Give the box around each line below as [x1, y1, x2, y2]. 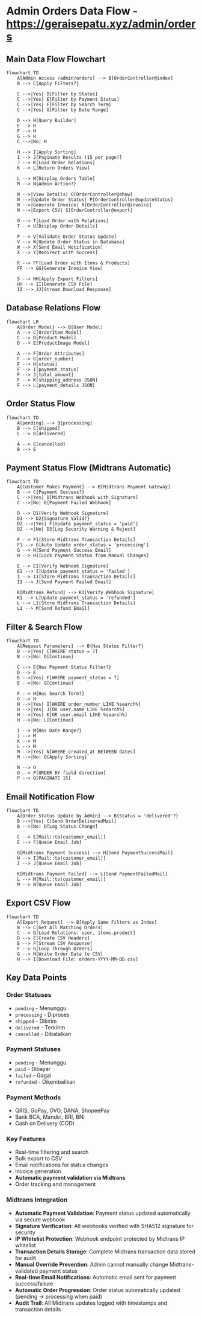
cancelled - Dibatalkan [14, 1030, 72, 1037]
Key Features [6, 1135, 46, 1144]
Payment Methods [6, 1093, 61, 1101]
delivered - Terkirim [14, 1023, 66, 1031]
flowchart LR [6, 319, 39, 325]
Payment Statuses [6, 1045, 61, 1054]
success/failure [14, 1280, 54, 1287]
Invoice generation [14, 1168, 62, 1175]
